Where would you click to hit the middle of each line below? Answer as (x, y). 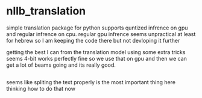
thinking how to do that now (41, 89)
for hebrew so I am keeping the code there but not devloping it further (93, 40)
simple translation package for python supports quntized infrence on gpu (97, 28)
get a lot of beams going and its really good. (61, 65)
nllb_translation (46, 11)
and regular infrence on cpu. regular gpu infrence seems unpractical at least (101, 34)
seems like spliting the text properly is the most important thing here (91, 82)
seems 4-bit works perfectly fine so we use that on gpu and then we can (96, 58)
